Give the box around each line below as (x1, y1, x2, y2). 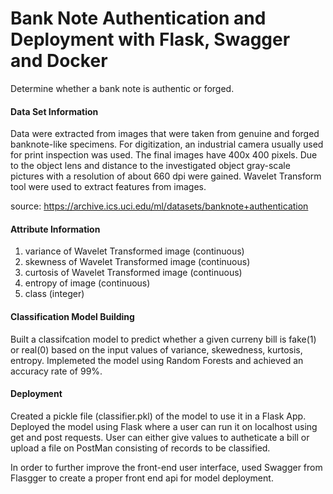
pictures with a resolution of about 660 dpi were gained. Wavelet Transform (10, 170, 322, 182)
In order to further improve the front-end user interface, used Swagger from (10, 461, 323, 473)
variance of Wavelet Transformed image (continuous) (24, 245, 245, 257)
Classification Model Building (10, 310, 135, 322)
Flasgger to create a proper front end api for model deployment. (10, 472, 274, 484)
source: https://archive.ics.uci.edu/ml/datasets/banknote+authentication (10, 200, 309, 212)
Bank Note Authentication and (10, 7, 267, 30)
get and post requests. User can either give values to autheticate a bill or (10, 431, 310, 443)
